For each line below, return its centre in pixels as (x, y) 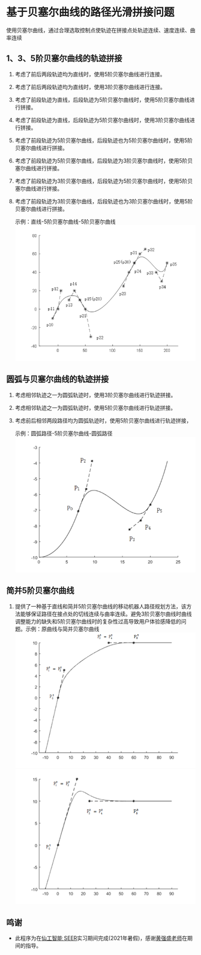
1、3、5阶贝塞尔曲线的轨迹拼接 (64, 59)
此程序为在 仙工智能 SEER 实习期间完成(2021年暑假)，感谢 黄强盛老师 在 (101, 938)
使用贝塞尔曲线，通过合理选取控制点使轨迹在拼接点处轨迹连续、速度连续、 (98, 30)
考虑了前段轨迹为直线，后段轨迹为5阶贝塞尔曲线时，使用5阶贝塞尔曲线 (102, 99)
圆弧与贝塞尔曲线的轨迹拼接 (58, 379)
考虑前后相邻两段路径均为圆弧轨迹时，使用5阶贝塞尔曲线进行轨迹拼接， (103, 420)
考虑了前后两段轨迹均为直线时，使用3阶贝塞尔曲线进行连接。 (90, 87)
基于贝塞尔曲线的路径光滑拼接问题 (91, 12)
